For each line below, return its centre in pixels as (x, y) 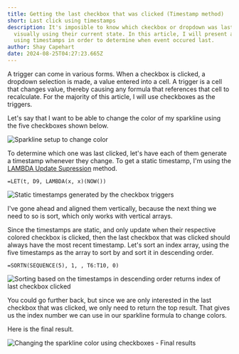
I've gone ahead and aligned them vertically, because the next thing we (112, 208)
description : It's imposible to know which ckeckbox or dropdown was (113, 27)
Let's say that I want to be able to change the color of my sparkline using (114, 118)
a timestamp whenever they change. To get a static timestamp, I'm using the (119, 160)
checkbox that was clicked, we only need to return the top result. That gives (119, 308)
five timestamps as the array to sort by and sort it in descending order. (111, 252)
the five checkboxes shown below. (58, 125)
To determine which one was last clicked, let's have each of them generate (117, 153)
